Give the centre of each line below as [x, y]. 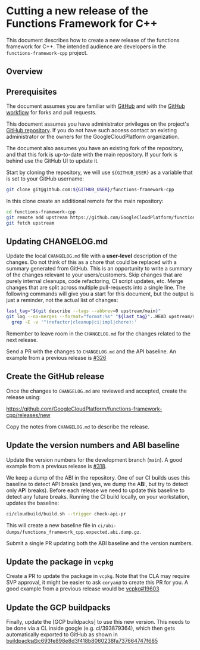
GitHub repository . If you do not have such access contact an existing [92, 130]
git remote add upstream [37, 217]
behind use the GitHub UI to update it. [53, 161]
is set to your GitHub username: [45, 179]
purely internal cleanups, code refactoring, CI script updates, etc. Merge [95, 281]
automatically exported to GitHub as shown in [62, 635]
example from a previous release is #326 [56, 358]
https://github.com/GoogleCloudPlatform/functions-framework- [84, 409]
